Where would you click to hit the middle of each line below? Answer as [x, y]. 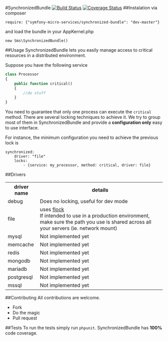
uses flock [52, 210]
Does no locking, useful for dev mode [84, 202]
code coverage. [21, 333]
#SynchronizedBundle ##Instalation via [81, 8]
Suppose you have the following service [46, 65]
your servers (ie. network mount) [78, 228]
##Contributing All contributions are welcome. [53, 298]
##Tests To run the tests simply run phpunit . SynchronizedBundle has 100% [84, 328]
